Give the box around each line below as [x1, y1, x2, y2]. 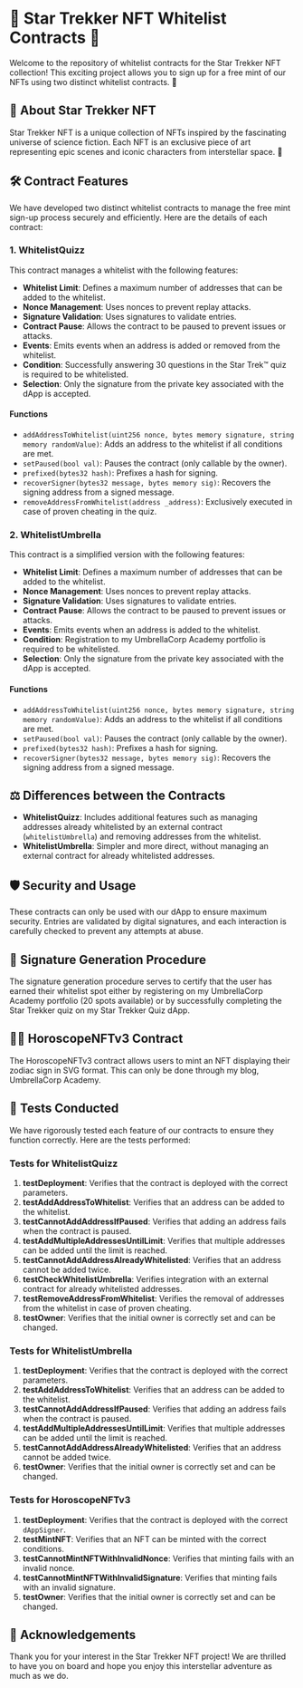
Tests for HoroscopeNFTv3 [9, 1494, 131, 1507]
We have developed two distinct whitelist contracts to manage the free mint [9, 202, 291, 213]
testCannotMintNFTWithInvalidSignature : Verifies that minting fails [22, 1572, 278, 1583]
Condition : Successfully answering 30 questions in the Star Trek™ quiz [22, 359, 287, 370]
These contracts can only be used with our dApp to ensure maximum [9, 906, 268, 918]
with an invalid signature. [22, 1581, 116, 1593]
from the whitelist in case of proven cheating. [22, 1302, 192, 1313]
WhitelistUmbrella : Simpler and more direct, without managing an [22, 841, 270, 852]
